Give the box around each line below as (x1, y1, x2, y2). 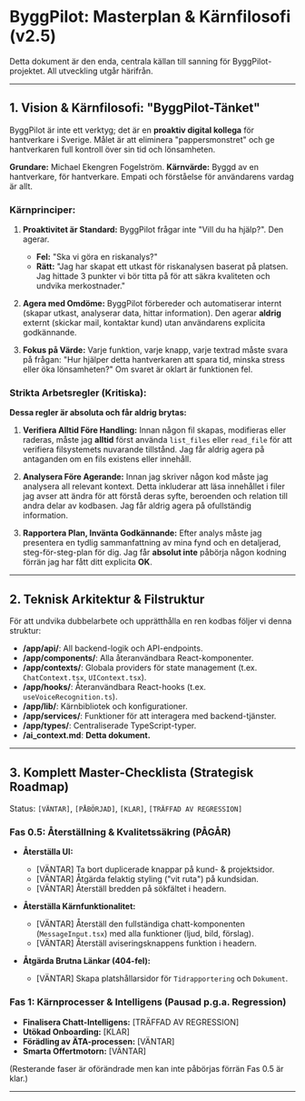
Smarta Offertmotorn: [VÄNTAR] (22, 1046, 147, 1056)
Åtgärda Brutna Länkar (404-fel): (22, 956, 152, 966)
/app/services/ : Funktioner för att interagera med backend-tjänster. (22, 711, 277, 722)
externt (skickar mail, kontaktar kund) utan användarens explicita (22, 317, 266, 328)
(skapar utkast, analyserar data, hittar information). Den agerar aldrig (22, 307, 281, 319)
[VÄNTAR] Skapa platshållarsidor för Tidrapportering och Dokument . (35, 973, 289, 984)
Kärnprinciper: (9, 203, 76, 215)
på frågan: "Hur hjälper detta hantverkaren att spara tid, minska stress (22, 355, 286, 365)
